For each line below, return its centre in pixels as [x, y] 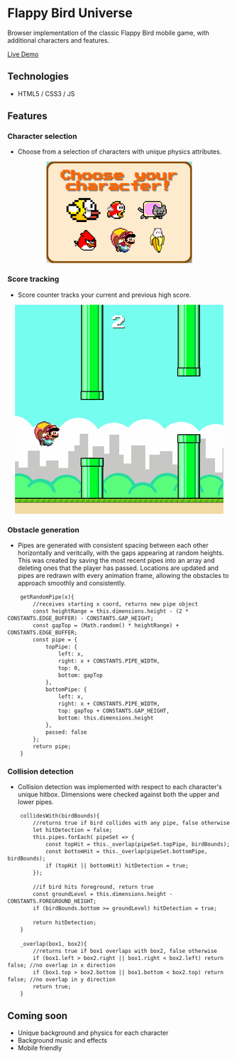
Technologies [38, 77]
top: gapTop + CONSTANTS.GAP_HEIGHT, [114, 711]
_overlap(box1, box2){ [54, 944]
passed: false [66, 732]
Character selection [42, 137]
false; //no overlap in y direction [61, 980]
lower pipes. [36, 802]
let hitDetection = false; [73, 831]
